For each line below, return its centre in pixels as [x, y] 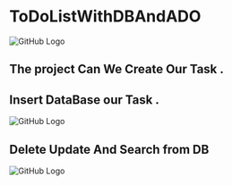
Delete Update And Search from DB [109, 149]
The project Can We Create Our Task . [116, 69]
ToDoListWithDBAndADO [105, 17]
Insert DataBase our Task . [84, 100]
